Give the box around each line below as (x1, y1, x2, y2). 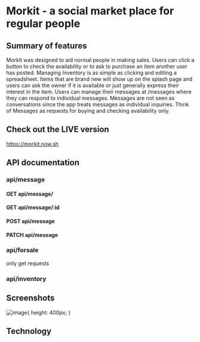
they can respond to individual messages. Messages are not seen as (6, 94, 175, 101)
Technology (6, 326, 52, 336)
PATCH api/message (6, 231, 59, 238)
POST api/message (6, 217, 55, 224)
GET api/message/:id (6, 204, 60, 211)
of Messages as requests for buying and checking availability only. (6, 107, 170, 114)
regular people (6, 17, 81, 30)
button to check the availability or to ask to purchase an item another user (6, 63, 188, 70)
